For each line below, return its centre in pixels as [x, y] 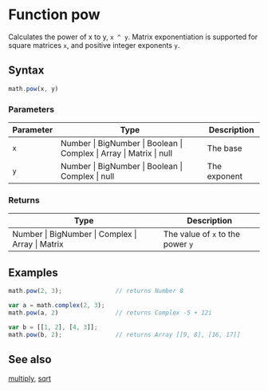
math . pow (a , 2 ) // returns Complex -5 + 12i [110, 313]
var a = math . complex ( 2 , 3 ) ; [57, 305]
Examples [33, 273]
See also [30, 359]
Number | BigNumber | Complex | [75, 235]
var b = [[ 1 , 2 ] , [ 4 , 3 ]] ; [53, 327]
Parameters [31, 109]
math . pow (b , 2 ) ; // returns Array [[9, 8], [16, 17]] [124, 334]
